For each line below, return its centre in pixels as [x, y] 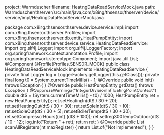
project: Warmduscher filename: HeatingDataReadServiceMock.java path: [80, 7]
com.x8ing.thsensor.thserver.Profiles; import [50, 32]
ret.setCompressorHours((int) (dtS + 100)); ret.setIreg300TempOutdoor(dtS [82, 116]
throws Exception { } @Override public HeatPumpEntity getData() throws [79, 85]
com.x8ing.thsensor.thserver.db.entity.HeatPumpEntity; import [69, 38]
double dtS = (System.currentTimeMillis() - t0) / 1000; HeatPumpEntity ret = [82, 95]
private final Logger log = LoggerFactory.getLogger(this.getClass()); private [82, 74]
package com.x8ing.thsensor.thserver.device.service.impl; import [72, 27]
